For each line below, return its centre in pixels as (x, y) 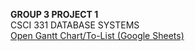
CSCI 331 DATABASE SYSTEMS (75, 25)
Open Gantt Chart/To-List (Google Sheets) (97, 35)
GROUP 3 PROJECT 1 (54, 14)
